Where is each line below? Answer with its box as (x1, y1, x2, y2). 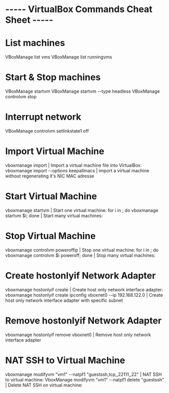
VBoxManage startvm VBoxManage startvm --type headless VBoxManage (5, 88, 160, 94)
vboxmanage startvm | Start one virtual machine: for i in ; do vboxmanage (5, 207, 158, 213)
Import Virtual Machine (5, 146, 104, 157)
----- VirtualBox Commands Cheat (5, 4, 153, 15)
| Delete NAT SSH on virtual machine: (5, 382, 83, 388)
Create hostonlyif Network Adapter (5, 270, 156, 281)
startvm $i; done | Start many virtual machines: (5, 213, 103, 219)
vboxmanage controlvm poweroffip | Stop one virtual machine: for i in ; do (5, 247, 159, 253)
